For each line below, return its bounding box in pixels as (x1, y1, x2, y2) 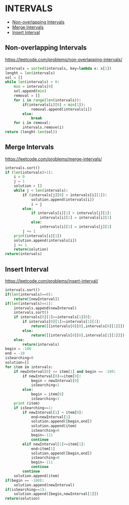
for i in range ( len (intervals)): (14, 98, 81, 102)
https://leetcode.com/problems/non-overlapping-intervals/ (5, 57, 123, 62)
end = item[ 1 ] (31, 446, 55, 451)
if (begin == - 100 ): (5, 478, 45, 483)
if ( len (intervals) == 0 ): (5, 292, 53, 297)
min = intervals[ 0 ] (14, 84, 53, 89)
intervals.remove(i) (22, 125, 64, 130)
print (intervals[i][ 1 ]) (14, 233, 62, 238)
